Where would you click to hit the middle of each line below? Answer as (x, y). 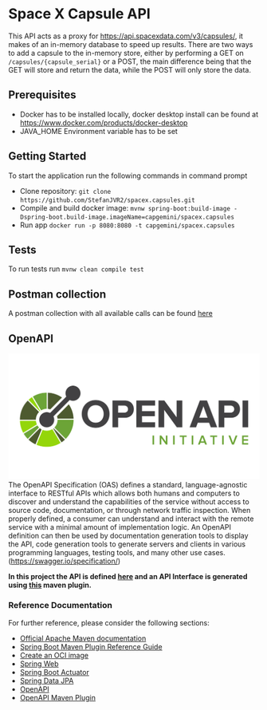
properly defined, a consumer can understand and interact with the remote (131, 519)
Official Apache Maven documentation (83, 638)
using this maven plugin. (50, 585)
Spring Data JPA (47, 680)
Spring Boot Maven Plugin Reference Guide (91, 646)
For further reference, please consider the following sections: (109, 622)
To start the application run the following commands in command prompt (128, 176)
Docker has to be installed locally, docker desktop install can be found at (139, 114)
